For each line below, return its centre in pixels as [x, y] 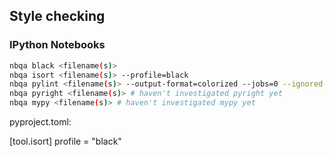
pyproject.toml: [40, 122]
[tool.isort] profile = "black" [65, 141]
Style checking [57, 16]
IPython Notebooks [57, 45]
